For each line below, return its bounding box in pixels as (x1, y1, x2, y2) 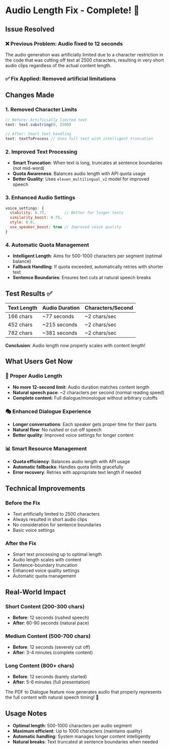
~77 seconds (42, 313, 75, 320)
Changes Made (5, 91, 54, 100)
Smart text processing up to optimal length (12, 551, 102, 557)
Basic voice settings (12, 527, 55, 533)
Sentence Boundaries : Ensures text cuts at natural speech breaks (12, 275, 151, 281)
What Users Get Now (5, 357, 73, 366)
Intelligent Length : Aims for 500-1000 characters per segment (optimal (12, 253, 162, 259)
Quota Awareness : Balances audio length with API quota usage (12, 170, 146, 177)
